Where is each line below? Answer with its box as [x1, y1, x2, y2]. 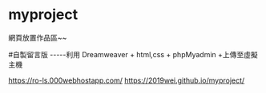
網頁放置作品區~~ [8, 33, 67, 42]
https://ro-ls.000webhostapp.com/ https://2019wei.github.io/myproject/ [8, 76, 245, 85]
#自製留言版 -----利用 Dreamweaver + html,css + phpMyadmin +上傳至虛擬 [8, 49, 258, 59]
